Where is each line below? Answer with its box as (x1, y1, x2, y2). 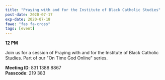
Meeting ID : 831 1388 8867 (5, 65, 62, 71)
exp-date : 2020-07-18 (5, 17, 51, 22)
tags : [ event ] (5, 26, 35, 31)
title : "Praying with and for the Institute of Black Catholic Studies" (5, 7, 161, 13)
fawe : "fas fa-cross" (5, 21, 51, 27)
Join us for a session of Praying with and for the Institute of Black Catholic (5, 50, 159, 56)
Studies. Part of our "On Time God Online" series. (5, 55, 108, 61)
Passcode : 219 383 (5, 70, 46, 76)
